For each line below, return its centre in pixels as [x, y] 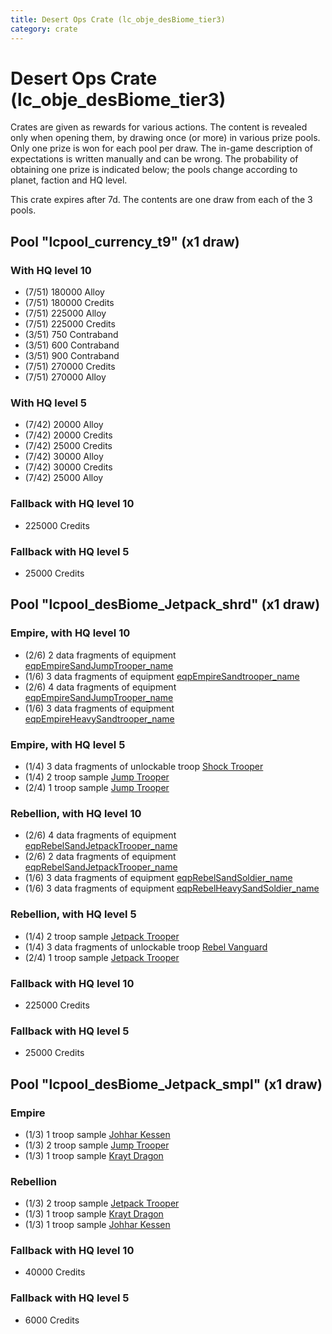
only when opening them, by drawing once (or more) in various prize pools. [165, 138]
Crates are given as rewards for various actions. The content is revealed [159, 127]
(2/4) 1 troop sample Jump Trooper [97, 787]
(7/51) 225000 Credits [70, 324]
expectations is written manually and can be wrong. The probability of [154, 159]
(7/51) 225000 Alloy [65, 313]
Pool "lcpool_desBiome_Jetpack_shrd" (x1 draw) [165, 604]
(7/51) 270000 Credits [70, 367]
